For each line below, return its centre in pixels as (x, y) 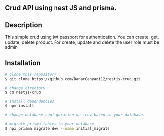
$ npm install (20, 106)
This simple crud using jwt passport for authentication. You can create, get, (82, 37)
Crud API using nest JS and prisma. (61, 8)
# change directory (25, 88)
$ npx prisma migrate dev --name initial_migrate (57, 129)
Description (24, 25)
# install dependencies (30, 101)
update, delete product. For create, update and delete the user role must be (82, 42)
